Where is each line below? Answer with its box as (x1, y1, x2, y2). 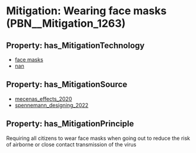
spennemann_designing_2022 (14, 101, 89, 109)
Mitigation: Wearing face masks (6, 4, 167, 18)
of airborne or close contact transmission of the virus (6, 141, 137, 148)
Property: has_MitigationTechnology (6, 40, 145, 50)
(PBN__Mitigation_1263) (6, 17, 126, 30)
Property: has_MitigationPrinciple (6, 119, 134, 129)
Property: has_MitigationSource (6, 79, 128, 90)
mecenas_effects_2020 (14, 95, 72, 102)
